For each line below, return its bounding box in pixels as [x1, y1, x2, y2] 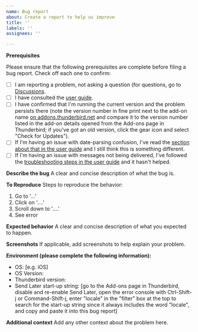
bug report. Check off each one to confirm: [6, 70, 111, 77]
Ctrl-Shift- [167, 289, 192, 296]
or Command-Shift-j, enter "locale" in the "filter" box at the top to [17, 295, 177, 302]
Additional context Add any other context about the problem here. [6, 319, 168, 326]
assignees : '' [6, 31, 41, 37]
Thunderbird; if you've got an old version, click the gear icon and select [14, 126, 189, 134]
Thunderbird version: [14, 276, 66, 284]
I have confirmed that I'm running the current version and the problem [14, 101, 185, 108]
